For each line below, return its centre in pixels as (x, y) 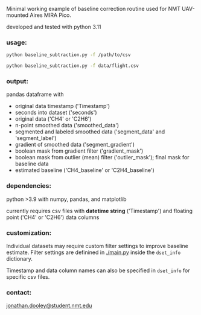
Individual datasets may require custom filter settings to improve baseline (97, 246)
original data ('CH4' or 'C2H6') (53, 119)
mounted (18, 15)
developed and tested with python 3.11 (54, 27)
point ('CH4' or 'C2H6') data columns (53, 217)
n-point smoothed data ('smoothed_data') (67, 126)
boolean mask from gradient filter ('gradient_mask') (79, 151)
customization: (29, 233)
